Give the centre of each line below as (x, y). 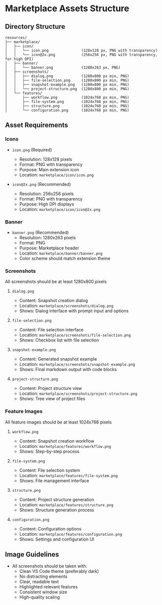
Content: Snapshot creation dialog (54, 301)
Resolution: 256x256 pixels (46, 194)
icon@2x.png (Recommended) (42, 184)
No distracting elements (43, 577)
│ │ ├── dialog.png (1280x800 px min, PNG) (67, 76)
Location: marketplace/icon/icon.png (56, 175)
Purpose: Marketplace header (49, 248)
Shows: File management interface (54, 481)
